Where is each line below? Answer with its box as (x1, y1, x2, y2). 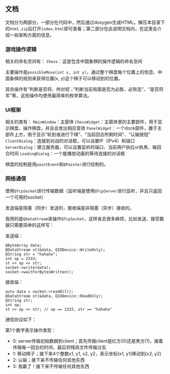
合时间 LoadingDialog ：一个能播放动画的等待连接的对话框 (5, 151, 125, 157)
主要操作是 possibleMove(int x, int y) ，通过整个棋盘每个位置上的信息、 (5, 69, 158, 75)
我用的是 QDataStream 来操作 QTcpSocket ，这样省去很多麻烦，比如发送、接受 (5, 215, 160, 221)
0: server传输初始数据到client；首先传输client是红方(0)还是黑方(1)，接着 (12, 338, 163, 344)
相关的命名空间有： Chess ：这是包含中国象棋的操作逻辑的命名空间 (5, 58, 143, 64)
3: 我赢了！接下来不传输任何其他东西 (12, 363, 90, 369)
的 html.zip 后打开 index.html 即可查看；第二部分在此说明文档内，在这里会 (5, 25, 157, 31)
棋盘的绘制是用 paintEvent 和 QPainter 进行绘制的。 (5, 161, 109, 167)
